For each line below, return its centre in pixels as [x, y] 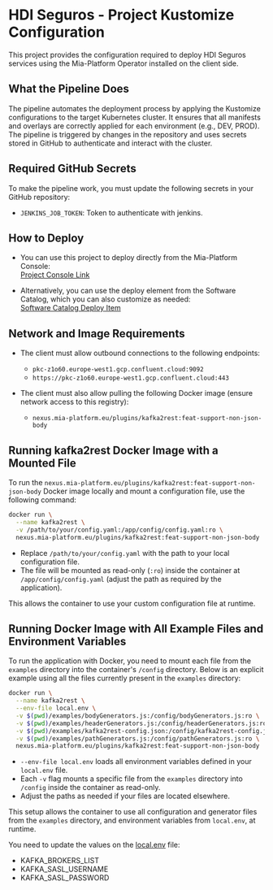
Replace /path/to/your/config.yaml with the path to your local [125, 553]
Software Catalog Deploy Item [71, 308]
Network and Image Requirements [97, 334]
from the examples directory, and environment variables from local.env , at [132, 821]
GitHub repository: [39, 197]
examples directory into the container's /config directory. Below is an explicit [136, 670]
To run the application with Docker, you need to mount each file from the [130, 661]
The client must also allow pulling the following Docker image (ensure [136, 393]
